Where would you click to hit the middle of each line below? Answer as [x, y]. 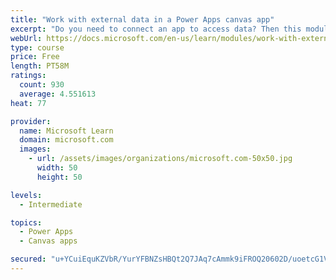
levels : [26, 195]
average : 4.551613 [58, 94]
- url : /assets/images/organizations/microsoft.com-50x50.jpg [160, 159]
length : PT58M [40, 66]
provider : [31, 121]
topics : [26, 222]
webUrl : [26, 38]
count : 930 [42, 85]
